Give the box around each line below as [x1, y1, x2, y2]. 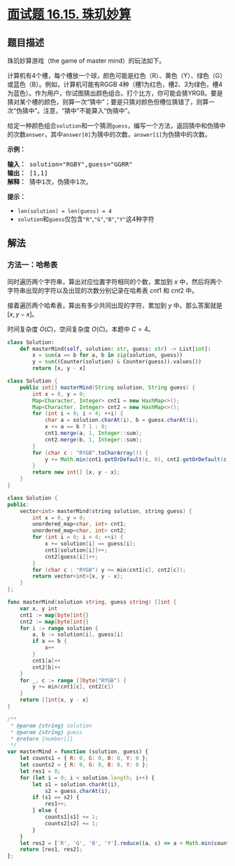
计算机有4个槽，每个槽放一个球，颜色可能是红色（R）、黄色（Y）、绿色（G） [7, 72, 226, 79]
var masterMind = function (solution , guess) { [7, 748, 149, 755]
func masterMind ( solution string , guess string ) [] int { [7, 599, 177, 606]
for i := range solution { [20, 625, 99, 632]
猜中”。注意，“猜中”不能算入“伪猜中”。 [22, 107, 134, 114]
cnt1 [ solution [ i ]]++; [44, 547, 108, 554]
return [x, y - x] [32, 365, 86, 372]
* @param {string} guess [10, 728, 83, 735]
